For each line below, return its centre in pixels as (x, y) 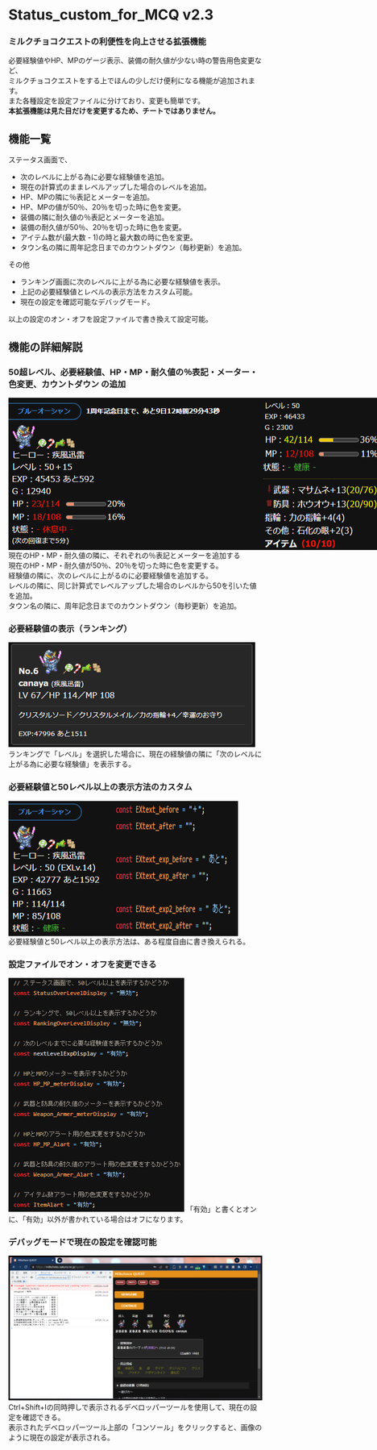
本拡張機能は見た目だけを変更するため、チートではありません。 (114, 111)
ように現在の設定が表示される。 (61, 1438)
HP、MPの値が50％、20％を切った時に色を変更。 (103, 207)
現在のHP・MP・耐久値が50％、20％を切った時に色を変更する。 (116, 565)
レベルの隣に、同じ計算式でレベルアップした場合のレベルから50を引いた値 (133, 585)
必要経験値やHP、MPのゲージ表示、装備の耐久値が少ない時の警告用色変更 (132, 60)
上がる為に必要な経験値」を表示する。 (72, 765)
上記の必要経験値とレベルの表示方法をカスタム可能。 (108, 292)
